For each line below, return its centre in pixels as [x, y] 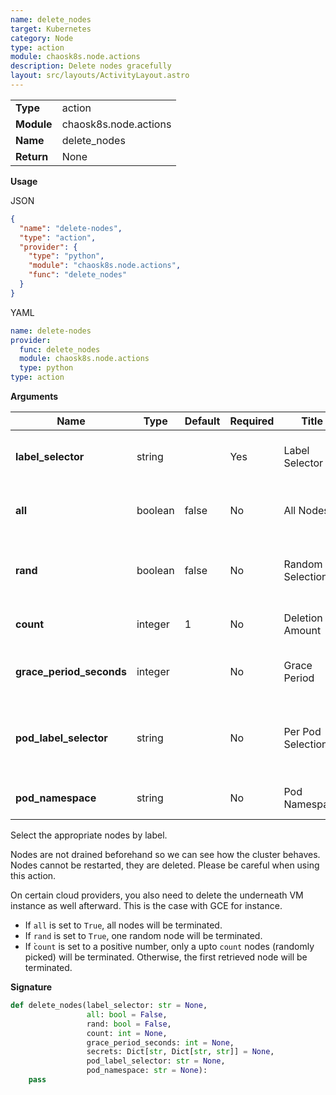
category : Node [42, 38]
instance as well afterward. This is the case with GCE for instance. [146, 905]
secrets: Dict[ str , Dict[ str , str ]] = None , [180, 1052]
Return [32, 156]
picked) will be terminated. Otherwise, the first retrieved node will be [166, 957]
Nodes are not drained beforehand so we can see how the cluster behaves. [165, 854]
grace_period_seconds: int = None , [160, 1042]
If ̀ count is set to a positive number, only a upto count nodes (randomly [169, 946]
